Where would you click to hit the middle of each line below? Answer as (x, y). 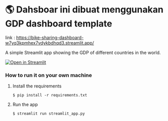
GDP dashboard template (59, 24)
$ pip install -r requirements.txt (50, 95)
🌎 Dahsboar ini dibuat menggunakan (84, 10)
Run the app (25, 104)
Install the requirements (37, 86)
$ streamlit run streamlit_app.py (49, 114)
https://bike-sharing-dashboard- (50, 37)
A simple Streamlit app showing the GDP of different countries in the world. (83, 52)
